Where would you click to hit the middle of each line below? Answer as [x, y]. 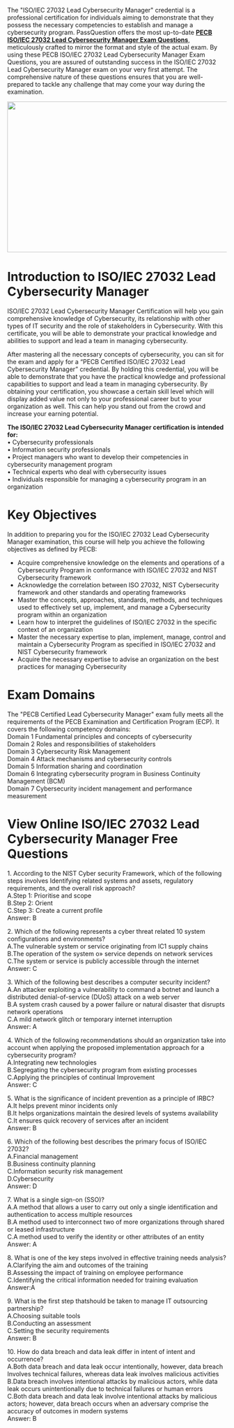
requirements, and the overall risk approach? [71, 888]
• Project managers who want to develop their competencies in [98, 456]
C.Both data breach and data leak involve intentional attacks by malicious [112, 1396]
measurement [27, 795]
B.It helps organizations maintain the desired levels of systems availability [113, 1113]
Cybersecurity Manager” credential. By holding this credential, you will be [113, 369]
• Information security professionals [59, 449]
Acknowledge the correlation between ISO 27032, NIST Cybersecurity [118, 585]
